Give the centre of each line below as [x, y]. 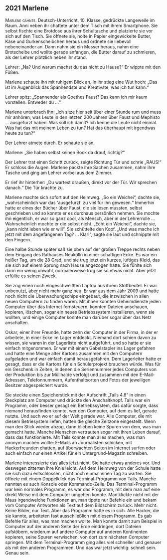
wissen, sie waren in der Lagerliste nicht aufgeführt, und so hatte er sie [78, 343]
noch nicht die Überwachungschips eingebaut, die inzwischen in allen [77, 296]
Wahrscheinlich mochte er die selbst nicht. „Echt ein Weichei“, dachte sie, [81, 223]
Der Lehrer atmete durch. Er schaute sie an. [50, 143]
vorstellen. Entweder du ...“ [33, 102]
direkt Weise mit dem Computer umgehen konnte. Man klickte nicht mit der [82, 494]
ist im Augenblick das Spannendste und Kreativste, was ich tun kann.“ [77, 87]
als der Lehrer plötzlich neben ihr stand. [46, 57]
